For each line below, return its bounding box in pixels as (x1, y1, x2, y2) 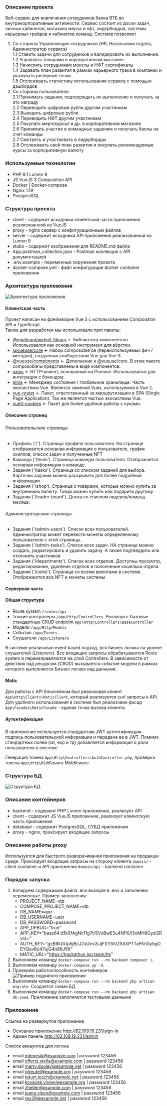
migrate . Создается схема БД (12, 984, 76, 990)
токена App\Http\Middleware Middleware (5, 760, 89, 766)
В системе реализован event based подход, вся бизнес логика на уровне (5, 644, 162, 650)
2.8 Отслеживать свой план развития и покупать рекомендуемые (12, 142, 154, 148)
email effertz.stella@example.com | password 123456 (12, 1058, 123, 1064)
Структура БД (5, 772, 42, 779)
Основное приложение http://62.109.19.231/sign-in (12, 1028, 119, 1034)
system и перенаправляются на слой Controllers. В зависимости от (5, 655, 148, 661)
